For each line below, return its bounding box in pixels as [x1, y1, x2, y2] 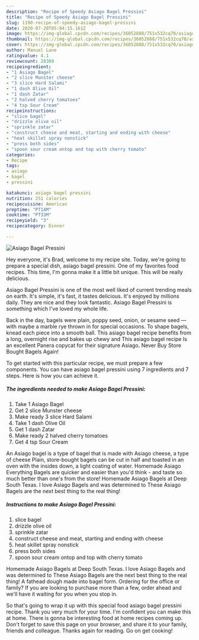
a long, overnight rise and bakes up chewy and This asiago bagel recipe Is [6, 335, 188, 342]
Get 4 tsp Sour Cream [14, 438, 68, 445]
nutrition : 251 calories [6, 195, 68, 201]
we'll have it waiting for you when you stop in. [6, 590, 118, 597]
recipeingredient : [6, 63, 52, 70]
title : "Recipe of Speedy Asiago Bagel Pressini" [6, 14, 131, 20]
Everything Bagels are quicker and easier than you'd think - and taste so [6, 468, 182, 475]
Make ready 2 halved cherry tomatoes [14, 432, 108, 439]
